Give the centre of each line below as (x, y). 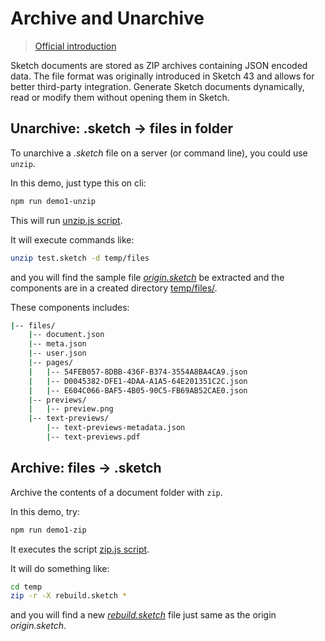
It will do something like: (60, 568)
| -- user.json (57, 353)
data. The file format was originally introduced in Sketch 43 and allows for (162, 76)
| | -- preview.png (71, 409)
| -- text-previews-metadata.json (116, 428)
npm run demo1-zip (48, 530)
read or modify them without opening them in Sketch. (120, 97)
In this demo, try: (45, 511)
